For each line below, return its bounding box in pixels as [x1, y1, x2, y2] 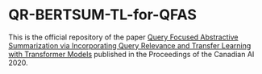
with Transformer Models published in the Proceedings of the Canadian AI [8, 49, 255, 59]
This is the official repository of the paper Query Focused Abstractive [8, 32, 239, 42]
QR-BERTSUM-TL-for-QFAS [8, 6, 198, 24]
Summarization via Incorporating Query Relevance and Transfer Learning [8, 40, 252, 50]
